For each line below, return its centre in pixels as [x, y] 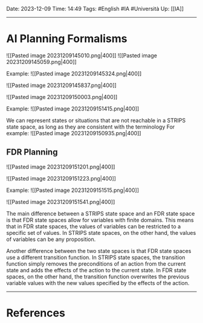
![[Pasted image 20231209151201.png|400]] [61, 167]
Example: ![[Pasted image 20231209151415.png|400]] [73, 109]
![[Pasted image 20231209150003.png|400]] [62, 97]
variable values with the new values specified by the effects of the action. [98, 283]
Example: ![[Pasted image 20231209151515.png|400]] [72, 190]
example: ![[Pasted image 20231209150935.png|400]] [74, 133]
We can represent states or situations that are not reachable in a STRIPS [96, 120]
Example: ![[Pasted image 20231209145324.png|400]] [74, 73]
